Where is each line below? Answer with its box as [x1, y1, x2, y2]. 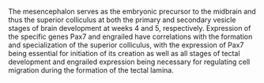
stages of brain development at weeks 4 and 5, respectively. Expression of [8, 24, 251, 32]
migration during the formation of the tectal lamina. [8, 66, 174, 74]
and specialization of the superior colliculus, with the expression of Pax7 [8, 40, 244, 50]
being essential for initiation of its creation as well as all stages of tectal [8, 49, 240, 58]
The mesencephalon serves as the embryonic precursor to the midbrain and [8, 7, 257, 16]
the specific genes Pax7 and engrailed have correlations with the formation [8, 32, 253, 41]
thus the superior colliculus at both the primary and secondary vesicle [8, 15, 236, 25]
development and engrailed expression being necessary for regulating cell [8, 57, 251, 66]
